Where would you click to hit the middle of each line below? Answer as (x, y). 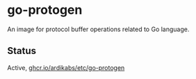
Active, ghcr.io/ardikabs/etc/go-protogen (66, 67)
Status (22, 51)
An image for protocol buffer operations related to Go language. (98, 29)
